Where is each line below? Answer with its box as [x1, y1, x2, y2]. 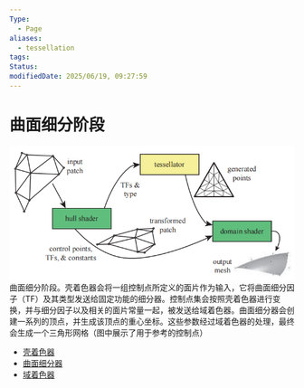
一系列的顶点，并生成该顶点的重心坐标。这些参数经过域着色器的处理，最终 [16, 317, 295, 327]
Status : [9, 62, 39, 71]
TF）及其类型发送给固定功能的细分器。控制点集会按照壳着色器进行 [24, 294, 273, 305]
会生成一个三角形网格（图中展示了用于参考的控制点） [9, 327, 208, 338]
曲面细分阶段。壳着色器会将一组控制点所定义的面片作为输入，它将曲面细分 [9, 282, 287, 293]
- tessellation [17, 43, 75, 52]
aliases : [9, 33, 43, 43]
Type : [9, 14, 30, 24]
